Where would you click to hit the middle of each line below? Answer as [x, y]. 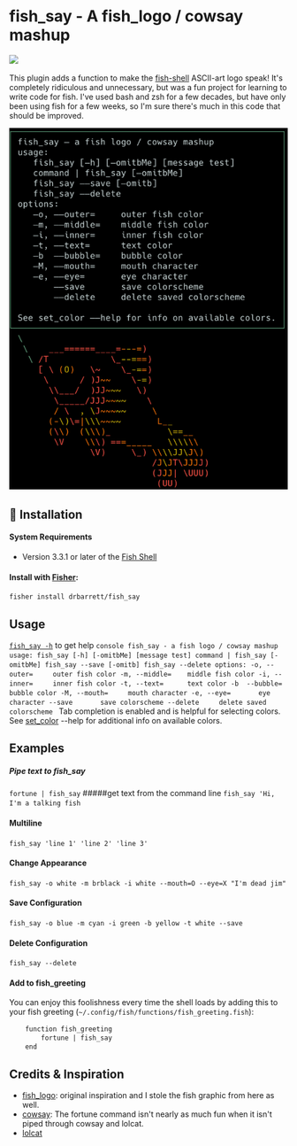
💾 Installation [46, 514]
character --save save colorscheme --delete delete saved [138, 703]
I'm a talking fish [45, 803]
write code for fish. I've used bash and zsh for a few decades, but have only [148, 97]
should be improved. [46, 115]
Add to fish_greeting [48, 983]
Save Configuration [46, 903]
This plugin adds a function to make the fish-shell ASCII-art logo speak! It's [146, 78]
